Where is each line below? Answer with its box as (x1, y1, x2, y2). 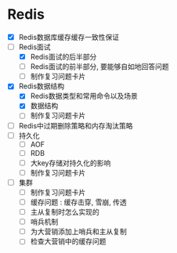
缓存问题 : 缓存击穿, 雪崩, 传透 (30, 197, 127, 207)
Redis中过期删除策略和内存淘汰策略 (18, 121, 134, 130)
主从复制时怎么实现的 (30, 208, 99, 217)
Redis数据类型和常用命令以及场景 (30, 92, 138, 101)
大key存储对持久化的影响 (30, 158, 111, 168)
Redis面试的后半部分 (30, 52, 97, 62)
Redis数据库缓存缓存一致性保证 (18, 32, 120, 42)
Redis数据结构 (18, 81, 65, 91)
